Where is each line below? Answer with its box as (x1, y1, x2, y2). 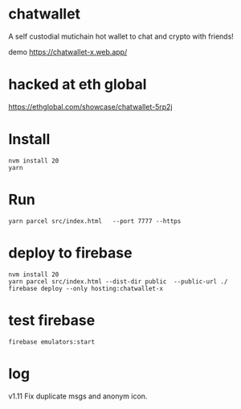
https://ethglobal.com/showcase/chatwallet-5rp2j (8, 101, 173, 111)
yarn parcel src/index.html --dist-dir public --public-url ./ (8, 277, 228, 286)
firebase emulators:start (8, 337, 95, 346)
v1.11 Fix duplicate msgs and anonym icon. (8, 391, 148, 401)
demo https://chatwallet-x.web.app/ (8, 47, 128, 56)
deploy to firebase (8, 243, 133, 262)
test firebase (8, 311, 96, 329)
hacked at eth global (8, 76, 147, 93)
